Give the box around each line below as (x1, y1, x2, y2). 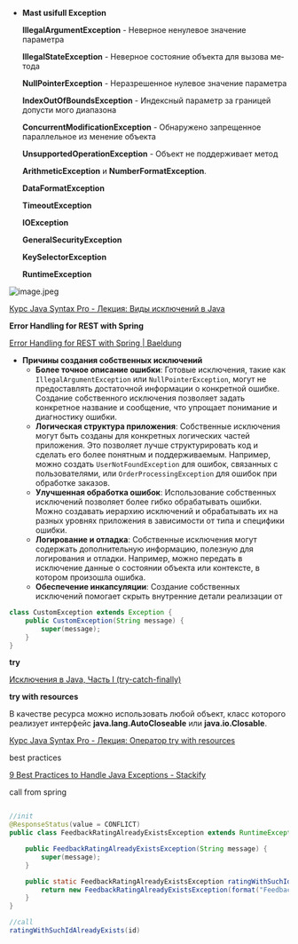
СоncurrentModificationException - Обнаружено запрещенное (21, 122, 262, 132)
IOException (21, 218, 69, 227)
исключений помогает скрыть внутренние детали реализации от (35, 591, 283, 601)
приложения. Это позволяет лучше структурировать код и (35, 440, 259, 450)
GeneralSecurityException (21, 234, 122, 245)
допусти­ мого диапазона (21, 105, 117, 115)
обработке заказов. (35, 478, 111, 488)
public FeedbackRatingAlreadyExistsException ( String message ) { (25, 845, 268, 853)
